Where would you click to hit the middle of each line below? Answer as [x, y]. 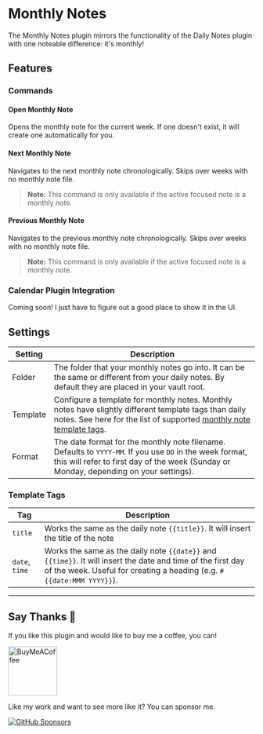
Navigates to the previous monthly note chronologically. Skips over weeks [127, 238]
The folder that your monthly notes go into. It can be [149, 367]
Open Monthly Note [41, 109]
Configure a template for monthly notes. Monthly [143, 400]
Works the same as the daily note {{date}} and [130, 551]
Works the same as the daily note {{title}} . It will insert [148, 528]
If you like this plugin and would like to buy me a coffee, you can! [113, 636]
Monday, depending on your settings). [124, 471]
